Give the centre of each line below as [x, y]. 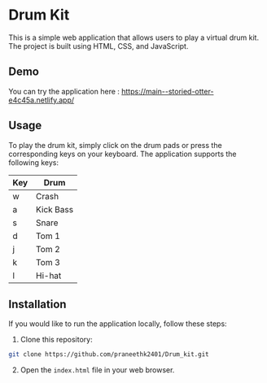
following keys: [34, 162]
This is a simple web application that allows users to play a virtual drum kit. [133, 37]
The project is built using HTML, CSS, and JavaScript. [98, 46]
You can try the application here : [64, 91]
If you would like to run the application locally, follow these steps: [118, 324]
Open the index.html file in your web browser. [97, 370]
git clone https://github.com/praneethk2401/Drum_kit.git [109, 355]
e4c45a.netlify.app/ [42, 100]
